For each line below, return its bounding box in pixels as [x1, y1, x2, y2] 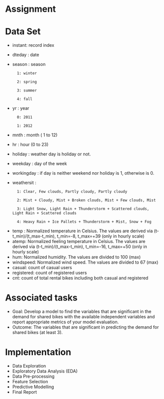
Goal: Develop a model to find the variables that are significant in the [12, 308, 152, 314]
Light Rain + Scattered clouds [12, 211, 77, 216]
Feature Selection [12, 379, 48, 384]
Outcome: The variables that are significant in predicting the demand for [12, 324, 159, 330]
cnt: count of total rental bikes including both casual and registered [12, 275, 149, 281]
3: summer [17, 88, 37, 93]
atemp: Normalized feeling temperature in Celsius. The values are [12, 239, 146, 245]
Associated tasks [5, 292, 78, 304]
